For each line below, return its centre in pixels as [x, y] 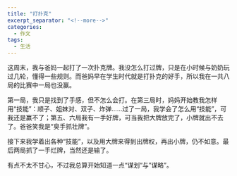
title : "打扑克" [30, 14]
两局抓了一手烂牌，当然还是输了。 [63, 150]
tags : [15, 40]
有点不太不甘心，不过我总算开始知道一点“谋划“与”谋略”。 [90, 165]
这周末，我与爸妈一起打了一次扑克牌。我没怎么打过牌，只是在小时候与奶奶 [115, 67]
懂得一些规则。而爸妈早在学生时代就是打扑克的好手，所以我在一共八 [130, 76]
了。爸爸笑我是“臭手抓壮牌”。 [50, 126]
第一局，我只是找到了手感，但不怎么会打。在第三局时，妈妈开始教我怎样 [112, 100]
